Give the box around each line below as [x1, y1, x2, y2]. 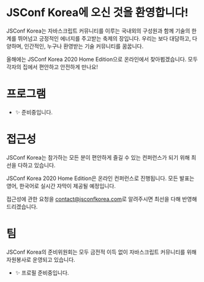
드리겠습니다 [6, 203, 37, 210]
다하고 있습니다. [17, 161, 56, 169]
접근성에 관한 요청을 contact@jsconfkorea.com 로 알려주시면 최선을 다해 [6, 195, 181, 203]
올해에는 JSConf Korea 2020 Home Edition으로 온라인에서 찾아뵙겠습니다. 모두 [6, 55, 198, 63]
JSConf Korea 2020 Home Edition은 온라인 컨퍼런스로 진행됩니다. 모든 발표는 [6, 174, 195, 182]
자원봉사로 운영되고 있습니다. [6, 256, 75, 263]
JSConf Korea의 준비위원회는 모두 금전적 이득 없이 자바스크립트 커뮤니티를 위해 [6, 248, 197, 256]
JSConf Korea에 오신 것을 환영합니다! [6, 6, 189, 20]
